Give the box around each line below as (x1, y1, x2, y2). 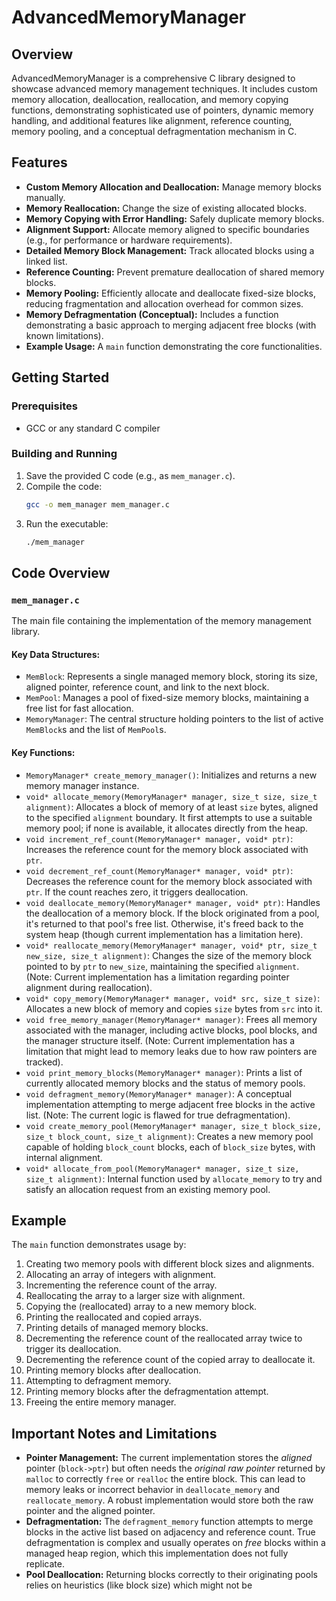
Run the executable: (25, 517, 109, 530)
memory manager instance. (25, 779, 140, 791)
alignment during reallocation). (25, 981, 153, 993)
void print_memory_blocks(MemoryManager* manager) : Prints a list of (25, 1066, 303, 1078)
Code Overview (11, 564, 111, 581)
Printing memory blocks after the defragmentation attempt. (25, 1386, 269, 1398)
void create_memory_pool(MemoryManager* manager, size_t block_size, (25, 1121, 323, 1131)
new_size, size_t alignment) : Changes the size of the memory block (25, 949, 313, 961)
